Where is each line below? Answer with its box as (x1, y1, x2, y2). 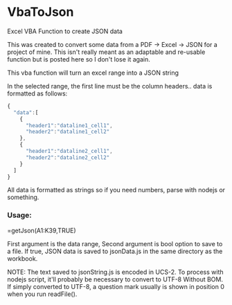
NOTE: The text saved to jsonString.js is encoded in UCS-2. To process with (7, 268, 224, 276)
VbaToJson (7, 4, 74, 20)
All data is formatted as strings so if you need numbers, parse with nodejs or (7, 186, 226, 194)
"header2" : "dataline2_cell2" (25, 154, 110, 161)
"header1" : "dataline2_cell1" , (25, 148, 113, 155)
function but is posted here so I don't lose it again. (7, 55, 150, 63)
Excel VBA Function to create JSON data (7, 27, 123, 35)
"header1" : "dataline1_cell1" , (25, 122, 113, 129)
